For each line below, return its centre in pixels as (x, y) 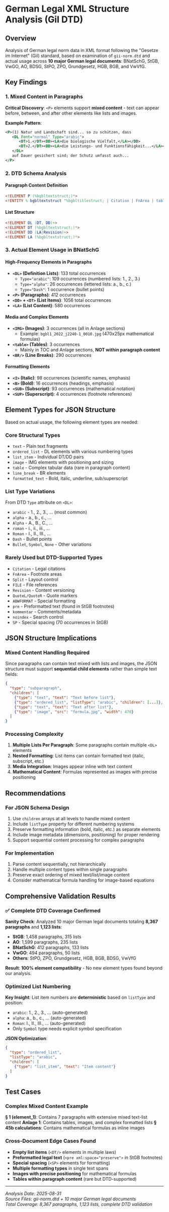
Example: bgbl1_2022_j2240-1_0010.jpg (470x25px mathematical (87, 334)
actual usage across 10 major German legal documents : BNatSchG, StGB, (82, 61)
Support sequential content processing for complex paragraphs (78, 840)
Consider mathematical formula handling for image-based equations (83, 880)
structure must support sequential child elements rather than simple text (81, 669)
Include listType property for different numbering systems (73, 824)
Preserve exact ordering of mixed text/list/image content (71, 875)
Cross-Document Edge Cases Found (51, 1141)
